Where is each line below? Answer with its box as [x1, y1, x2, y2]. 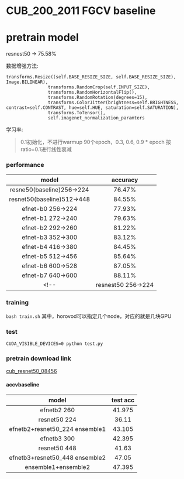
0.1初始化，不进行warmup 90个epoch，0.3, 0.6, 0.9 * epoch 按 [20, 139, 171, 146]
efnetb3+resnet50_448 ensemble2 [9, 453, 106, 461]
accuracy [111, 176, 138, 184]
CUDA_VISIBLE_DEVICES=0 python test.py [6, 341, 103, 347]
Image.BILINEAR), [6, 79, 48, 85]
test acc [111, 396, 135, 404]
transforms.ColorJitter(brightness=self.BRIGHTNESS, [47, 100, 179, 106]
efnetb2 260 [40, 406, 75, 414]
